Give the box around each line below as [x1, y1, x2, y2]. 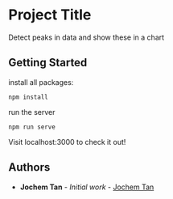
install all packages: [8, 77, 74, 87]
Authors [8, 160, 51, 175]
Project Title [8, 6, 92, 24]
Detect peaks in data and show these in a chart [8, 32, 165, 42]
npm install [8, 93, 48, 101]
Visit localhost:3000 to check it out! [8, 137, 126, 146]
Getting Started [8, 56, 88, 70]
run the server [8, 107, 56, 116]
